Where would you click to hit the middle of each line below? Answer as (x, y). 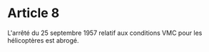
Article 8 (34, 13)
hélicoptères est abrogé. (44, 40)
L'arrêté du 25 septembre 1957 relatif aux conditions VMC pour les (105, 33)
